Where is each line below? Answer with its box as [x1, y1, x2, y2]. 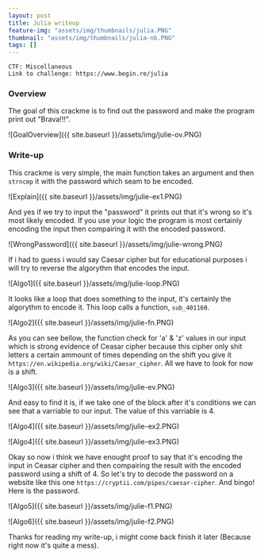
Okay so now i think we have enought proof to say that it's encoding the [8, 452, 243, 461]
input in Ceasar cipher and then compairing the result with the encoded [8, 460, 242, 470]
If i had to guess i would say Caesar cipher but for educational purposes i [8, 255, 247, 264]
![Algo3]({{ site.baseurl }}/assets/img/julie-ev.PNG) [8, 382, 175, 391]
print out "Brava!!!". [8, 114, 71, 124]
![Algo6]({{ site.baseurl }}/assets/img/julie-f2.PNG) [8, 517, 174, 526]
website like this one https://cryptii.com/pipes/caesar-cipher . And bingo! [8, 477, 255, 487]
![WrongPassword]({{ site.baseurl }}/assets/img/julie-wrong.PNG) [8, 239, 224, 248]
